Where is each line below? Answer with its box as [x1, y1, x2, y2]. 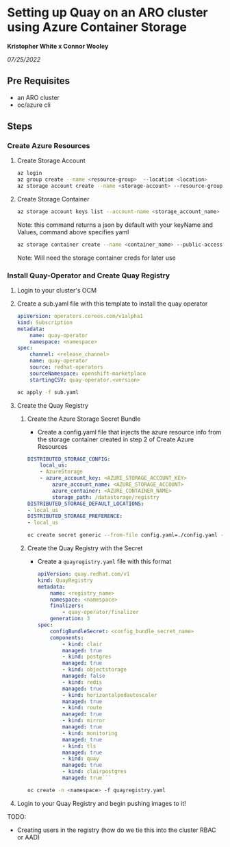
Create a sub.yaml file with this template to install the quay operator [16, 299, 208, 308]
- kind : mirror [62, 717, 105, 724]
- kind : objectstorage [62, 666, 127, 673]
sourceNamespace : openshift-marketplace [29, 370, 146, 377]
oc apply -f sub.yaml [16, 389, 79, 395]
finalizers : [50, 602, 84, 609]
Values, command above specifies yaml [16, 228, 129, 236]
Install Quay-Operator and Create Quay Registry [7, 271, 170, 280]
